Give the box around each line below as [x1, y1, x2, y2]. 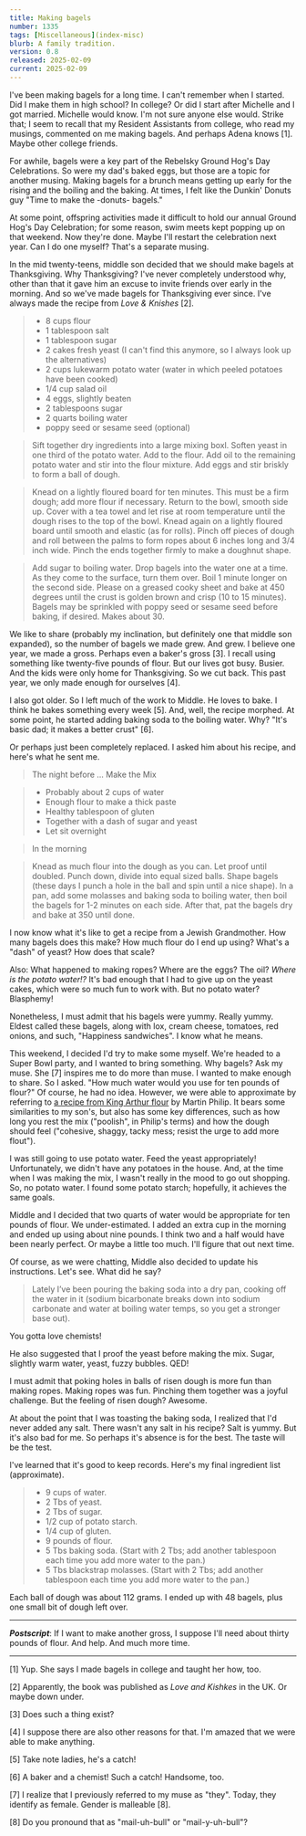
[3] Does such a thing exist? [9, 1708, 115, 1719]
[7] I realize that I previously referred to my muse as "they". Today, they [9, 1789, 277, 1799]
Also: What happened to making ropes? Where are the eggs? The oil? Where [9, 964, 297, 975]
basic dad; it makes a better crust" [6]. [9, 723, 155, 735]
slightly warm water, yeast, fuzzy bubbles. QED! [9, 1358, 189, 1369]
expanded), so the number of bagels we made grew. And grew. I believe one [9, 638, 296, 649]
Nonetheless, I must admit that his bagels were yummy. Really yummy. [9, 1011, 274, 1022]
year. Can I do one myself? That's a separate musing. [9, 241, 209, 252]
